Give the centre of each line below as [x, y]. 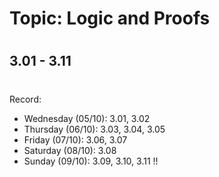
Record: [25, 99]
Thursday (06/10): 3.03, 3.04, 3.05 [94, 129]
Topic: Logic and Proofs [110, 18]
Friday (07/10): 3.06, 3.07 [75, 139]
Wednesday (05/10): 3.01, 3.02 [87, 118]
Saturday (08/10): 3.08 [70, 150]
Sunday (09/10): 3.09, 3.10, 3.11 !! [91, 161]
